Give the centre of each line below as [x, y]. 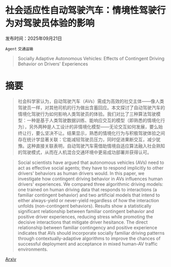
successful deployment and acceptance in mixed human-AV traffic [88, 244]
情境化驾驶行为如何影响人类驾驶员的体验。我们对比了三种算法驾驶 [87, 114]
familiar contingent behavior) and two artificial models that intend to [89, 195]
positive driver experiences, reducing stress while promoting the [85, 216]
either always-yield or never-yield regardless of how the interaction [88, 200]
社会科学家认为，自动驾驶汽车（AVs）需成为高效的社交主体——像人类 [91, 101]
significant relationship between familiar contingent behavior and [86, 211]
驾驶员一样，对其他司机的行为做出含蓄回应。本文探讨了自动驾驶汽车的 [91, 107]
